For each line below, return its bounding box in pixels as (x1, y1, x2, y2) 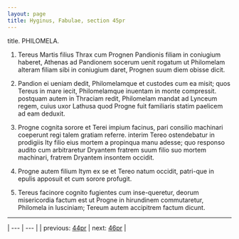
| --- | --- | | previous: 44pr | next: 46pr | (7, 223, 127, 232)
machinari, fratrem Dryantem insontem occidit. (17, 153, 154, 162)
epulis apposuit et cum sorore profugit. (17, 174, 132, 183)
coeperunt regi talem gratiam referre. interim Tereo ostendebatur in (17, 130, 215, 139)
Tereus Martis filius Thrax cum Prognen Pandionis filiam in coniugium (17, 50, 221, 59)
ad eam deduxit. (17, 109, 65, 118)
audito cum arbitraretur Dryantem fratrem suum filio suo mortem (17, 145, 206, 154)
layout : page (7, 10, 46, 18)
